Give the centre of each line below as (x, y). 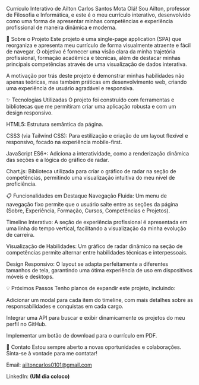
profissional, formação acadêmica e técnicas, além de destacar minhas (94, 58)
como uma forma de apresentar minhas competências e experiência (90, 21)
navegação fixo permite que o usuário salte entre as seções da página (92, 204)
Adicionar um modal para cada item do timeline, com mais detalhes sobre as (99, 300)
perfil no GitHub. (26, 324)
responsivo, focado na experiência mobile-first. (64, 142)
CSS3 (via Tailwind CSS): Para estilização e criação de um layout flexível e (97, 136)
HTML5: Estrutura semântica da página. (55, 124)
